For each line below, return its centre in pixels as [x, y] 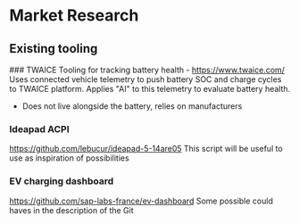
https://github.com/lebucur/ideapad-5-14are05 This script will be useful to [146, 149]
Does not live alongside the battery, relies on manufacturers [132, 106]
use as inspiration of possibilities [69, 158]
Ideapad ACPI [39, 129]
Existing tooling [54, 49]
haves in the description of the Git [71, 210]
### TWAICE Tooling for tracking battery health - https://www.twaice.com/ [147, 70]
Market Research [74, 16]
